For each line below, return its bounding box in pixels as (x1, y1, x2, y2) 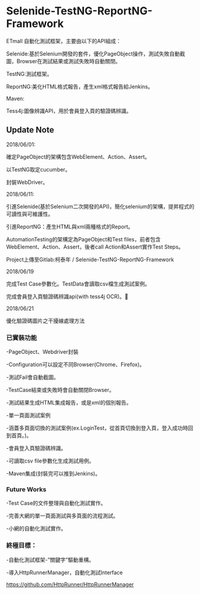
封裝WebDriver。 (6, 178, 48, 186)
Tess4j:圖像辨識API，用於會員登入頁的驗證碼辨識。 (6, 107, 132, 114)
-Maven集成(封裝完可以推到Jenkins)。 (6, 470, 101, 477)
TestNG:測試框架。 (6, 70, 53, 77)
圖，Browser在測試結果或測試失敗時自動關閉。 (6, 57, 121, 65)
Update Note (6, 125, 54, 135)
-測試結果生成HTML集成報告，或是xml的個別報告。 (6, 399, 132, 406)
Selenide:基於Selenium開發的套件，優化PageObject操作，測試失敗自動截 (6, 50, 185, 57)
